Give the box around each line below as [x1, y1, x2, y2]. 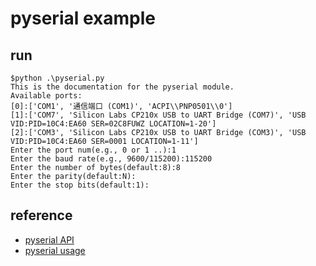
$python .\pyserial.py [10, 73, 105, 83]
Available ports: [10, 91, 83, 101]
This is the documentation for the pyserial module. [10, 82, 235, 92]
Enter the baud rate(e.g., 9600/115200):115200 [10, 154, 213, 164]
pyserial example [10, 7, 156, 30]
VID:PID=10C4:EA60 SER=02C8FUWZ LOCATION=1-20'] [10, 119, 217, 129]
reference [10, 207, 73, 224]
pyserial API [24, 233, 75, 246]
